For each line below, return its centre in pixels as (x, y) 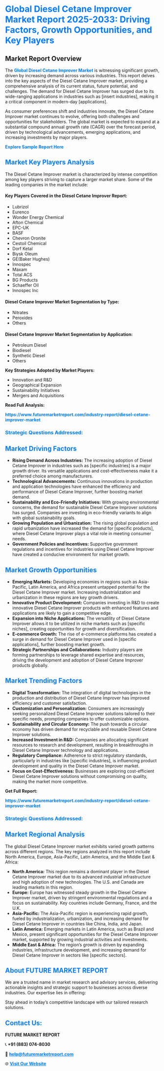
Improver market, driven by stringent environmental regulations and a (82, 897)
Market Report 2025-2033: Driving (78, 19)
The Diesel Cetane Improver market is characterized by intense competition (81, 174)
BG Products (25, 280)
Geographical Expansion (37, 385)
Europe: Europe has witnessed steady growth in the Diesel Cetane (79, 892)
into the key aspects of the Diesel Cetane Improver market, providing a (76, 81)
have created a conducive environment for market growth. (71, 555)
